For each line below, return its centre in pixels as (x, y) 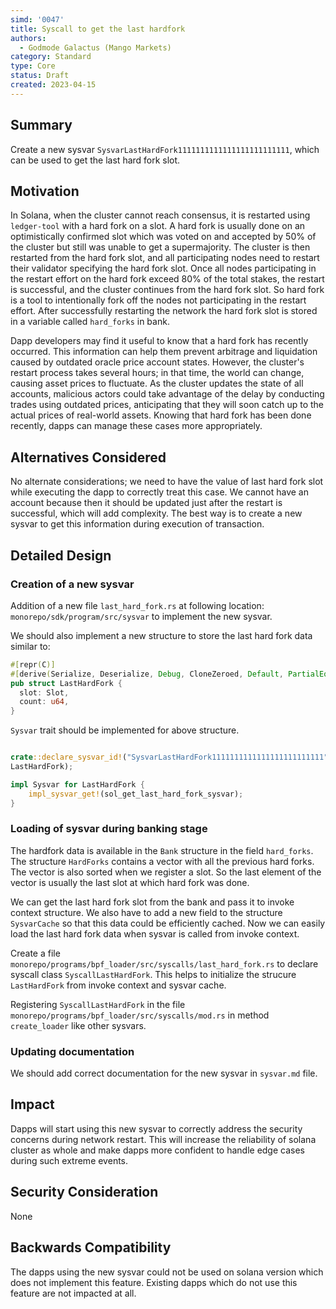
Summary (41, 125)
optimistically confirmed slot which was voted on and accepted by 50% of (163, 237)
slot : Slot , (44, 692)
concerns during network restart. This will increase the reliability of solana (163, 1139)
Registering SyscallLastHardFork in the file (98, 1004)
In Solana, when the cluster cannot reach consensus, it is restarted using (160, 215)
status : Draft (40, 76)
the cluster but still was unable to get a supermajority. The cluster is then (160, 247)
